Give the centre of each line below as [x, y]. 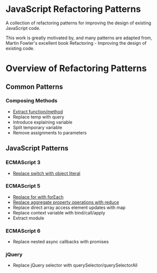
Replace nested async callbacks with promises [61, 242]
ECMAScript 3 [23, 162]
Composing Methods [32, 101]
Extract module [28, 218]
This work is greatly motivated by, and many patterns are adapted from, [79, 38]
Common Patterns [35, 87]
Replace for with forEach [38, 197]
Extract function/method [38, 111]
